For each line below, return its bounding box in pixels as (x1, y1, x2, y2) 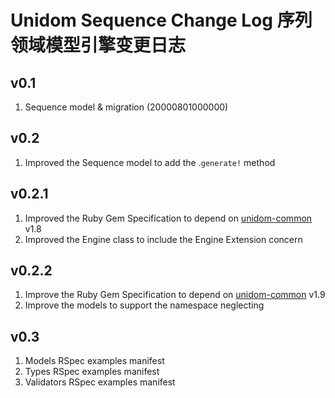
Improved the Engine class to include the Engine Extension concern (24, 233, 303, 245)
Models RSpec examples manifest (24, 355, 165, 367)
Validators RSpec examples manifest (24, 376, 176, 388)
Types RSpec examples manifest (24, 366, 160, 378)
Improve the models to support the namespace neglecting (24, 299, 265, 311)
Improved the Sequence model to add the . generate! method (24, 156, 276, 168)
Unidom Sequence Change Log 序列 (10, 9, 313, 32)
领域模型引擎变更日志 (10, 34, 187, 57)
